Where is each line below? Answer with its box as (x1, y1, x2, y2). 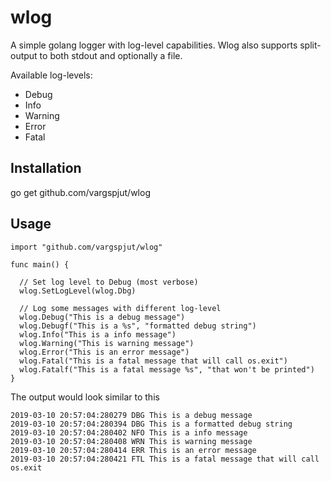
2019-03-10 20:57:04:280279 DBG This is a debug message (10, 410, 253, 420)
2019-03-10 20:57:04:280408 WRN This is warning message (10, 436, 253, 446)
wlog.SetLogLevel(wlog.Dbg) (19, 286, 137, 296)
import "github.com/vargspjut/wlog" (10, 242, 163, 252)
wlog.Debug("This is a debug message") (19, 312, 186, 322)
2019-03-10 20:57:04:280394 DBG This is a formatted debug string (10, 419, 293, 429)
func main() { (10, 259, 70, 270)
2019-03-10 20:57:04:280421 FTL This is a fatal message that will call (10, 454, 320, 464)
